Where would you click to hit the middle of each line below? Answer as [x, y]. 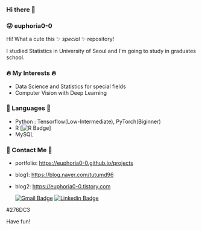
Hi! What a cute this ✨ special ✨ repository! [60, 39]
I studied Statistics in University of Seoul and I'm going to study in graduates [101, 51]
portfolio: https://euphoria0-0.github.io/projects [74, 163]
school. [15, 57]
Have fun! [18, 222]
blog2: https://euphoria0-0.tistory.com [63, 187]
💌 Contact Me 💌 [29, 150]
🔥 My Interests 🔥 [31, 73]
